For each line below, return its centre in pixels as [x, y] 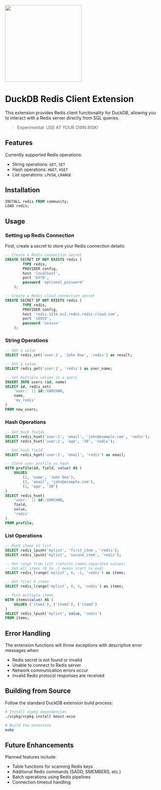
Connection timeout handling [41, 782]
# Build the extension [28, 725]
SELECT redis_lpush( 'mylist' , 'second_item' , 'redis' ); [63, 555]
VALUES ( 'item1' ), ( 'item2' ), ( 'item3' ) [56, 604]
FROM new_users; [22, 409]
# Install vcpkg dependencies [36, 712]
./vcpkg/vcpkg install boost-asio [40, 716]
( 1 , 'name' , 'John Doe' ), [49, 478]
